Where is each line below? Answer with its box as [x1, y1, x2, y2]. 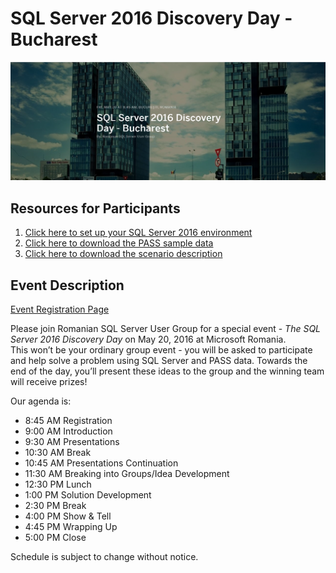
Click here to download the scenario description [24, 248, 223, 260]
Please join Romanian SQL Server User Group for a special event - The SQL [10, 323, 322, 335]
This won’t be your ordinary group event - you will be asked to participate [10, 344, 313, 356]
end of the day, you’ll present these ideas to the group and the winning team [10, 365, 325, 377]
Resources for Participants [10, 200, 181, 217]
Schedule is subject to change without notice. [10, 551, 199, 563]
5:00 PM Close [24, 532, 87, 544]
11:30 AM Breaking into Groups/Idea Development [24, 468, 230, 480]
